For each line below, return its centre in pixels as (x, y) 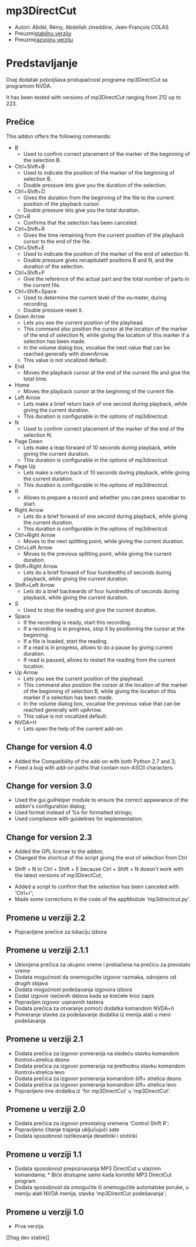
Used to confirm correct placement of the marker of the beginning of (107, 153)
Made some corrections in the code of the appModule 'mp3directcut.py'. (102, 899)
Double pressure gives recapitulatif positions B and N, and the (98, 260)
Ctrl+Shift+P (30, 272)
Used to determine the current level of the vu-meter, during (95, 297)
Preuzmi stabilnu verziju (43, 33)
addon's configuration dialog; (50, 806)
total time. (36, 379)
